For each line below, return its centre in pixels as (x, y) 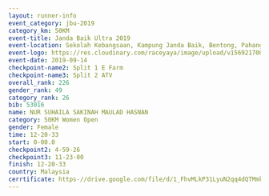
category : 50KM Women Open (53, 120)
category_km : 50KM (39, 30)
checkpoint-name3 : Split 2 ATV (60, 75)
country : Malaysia (39, 172)
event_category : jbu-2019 (51, 23)
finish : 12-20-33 (37, 165)
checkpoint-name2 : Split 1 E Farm (66, 68)
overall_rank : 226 (39, 82)
